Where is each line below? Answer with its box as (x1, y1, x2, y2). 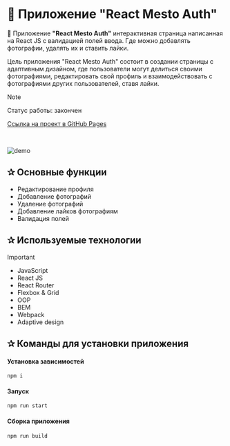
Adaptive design (17, 318, 64, 326)
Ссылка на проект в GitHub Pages (7, 119, 107, 127)
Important (7, 253, 35, 261)
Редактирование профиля (17, 185, 95, 193)
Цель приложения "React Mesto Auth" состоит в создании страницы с (7, 57, 214, 65)
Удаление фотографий (17, 199, 84, 208)
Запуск (7, 387, 30, 395)
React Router (17, 280, 55, 289)
